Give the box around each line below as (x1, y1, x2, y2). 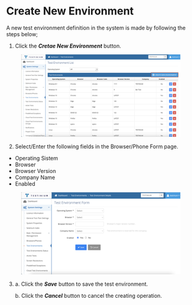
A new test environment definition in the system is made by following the (6, 24, 186, 31)
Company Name (14, 174, 55, 181)
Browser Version (14, 167, 56, 174)
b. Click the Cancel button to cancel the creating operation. (14, 292, 162, 300)
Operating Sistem (14, 154, 58, 162)
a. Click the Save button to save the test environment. (14, 280, 148, 288)
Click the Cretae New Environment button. (14, 42, 122, 49)
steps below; (6, 30, 38, 37)
